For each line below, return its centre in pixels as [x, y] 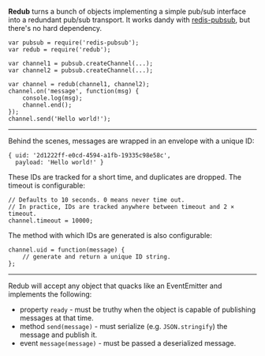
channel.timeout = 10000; [50, 221]
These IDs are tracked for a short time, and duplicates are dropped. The [125, 177]
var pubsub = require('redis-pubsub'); [74, 43]
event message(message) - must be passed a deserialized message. [128, 343]
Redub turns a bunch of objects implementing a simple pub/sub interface [127, 11]
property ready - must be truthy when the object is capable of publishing [138, 309]
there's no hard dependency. [55, 28]
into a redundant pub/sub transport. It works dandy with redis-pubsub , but [129, 20]
